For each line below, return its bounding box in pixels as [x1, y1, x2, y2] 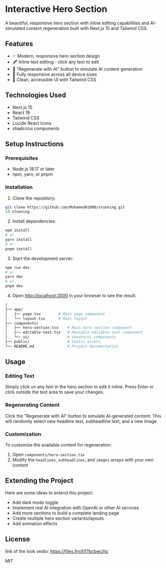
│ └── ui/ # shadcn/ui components [5, 335, 116, 340]
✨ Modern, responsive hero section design [12, 53, 100, 59]
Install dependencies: [12, 218, 56, 225]
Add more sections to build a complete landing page [12, 510, 119, 516]
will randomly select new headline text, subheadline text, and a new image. [5, 418, 159, 424]
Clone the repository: [12, 195, 56, 201]
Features [5, 40, 33, 48]
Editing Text [5, 372, 35, 379]
